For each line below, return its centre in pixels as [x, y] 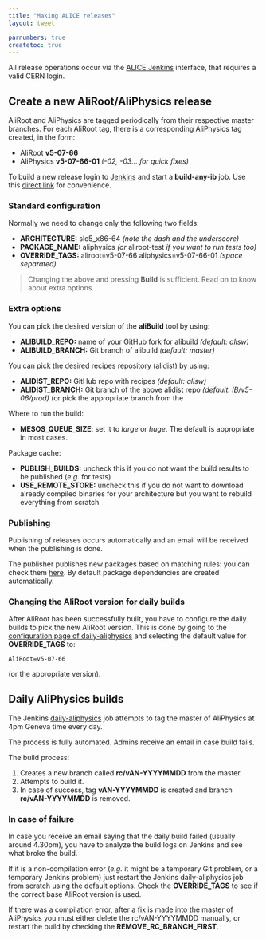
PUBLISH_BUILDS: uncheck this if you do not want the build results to [134, 468]
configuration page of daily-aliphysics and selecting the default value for [127, 636]
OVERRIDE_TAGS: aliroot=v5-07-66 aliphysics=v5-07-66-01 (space [131, 255]
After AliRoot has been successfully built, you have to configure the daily [127, 619]
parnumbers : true [37, 37]
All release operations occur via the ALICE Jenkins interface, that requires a [132, 68]
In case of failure [41, 819]
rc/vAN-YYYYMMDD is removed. [75, 799]
